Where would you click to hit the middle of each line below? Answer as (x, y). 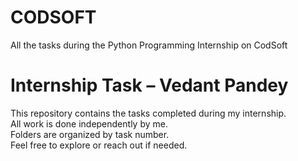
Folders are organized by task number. (90, 134)
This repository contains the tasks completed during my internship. (148, 113)
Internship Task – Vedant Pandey (149, 85)
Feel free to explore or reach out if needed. (99, 145)
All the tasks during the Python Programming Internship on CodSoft (149, 45)
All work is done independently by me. (89, 123)
